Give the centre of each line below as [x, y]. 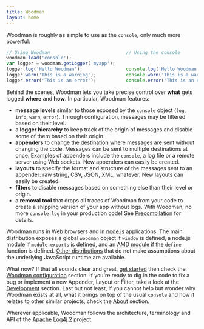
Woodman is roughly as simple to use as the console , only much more [93, 35]
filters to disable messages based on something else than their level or [104, 187]
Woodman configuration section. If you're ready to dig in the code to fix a [98, 275]
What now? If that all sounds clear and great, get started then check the [96, 269]
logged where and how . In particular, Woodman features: [78, 98]
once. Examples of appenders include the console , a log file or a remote [105, 155]
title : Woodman [25, 12]
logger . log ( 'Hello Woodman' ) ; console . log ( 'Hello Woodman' [103, 69]
